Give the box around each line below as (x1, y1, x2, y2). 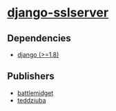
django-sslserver (7, 5, 109, 21)
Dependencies (7, 32, 71, 44)
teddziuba (17, 96, 46, 104)
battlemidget (17, 88, 54, 97)
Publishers (7, 70, 55, 82)
